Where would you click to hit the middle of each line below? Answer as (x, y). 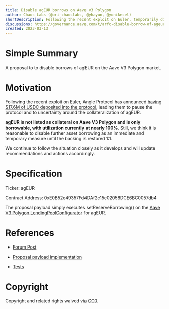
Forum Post (24, 247)
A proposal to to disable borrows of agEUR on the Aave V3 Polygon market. (83, 68)
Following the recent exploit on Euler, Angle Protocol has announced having (83, 102)
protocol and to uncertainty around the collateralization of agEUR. (73, 112)
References (30, 233)
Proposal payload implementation (47, 257)
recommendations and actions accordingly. (50, 153)
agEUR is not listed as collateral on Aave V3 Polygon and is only (73, 122)
